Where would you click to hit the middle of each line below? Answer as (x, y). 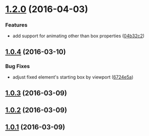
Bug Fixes (18, 66)
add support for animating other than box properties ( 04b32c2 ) (79, 36)
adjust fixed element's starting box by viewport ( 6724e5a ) (73, 77)
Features (16, 25)
